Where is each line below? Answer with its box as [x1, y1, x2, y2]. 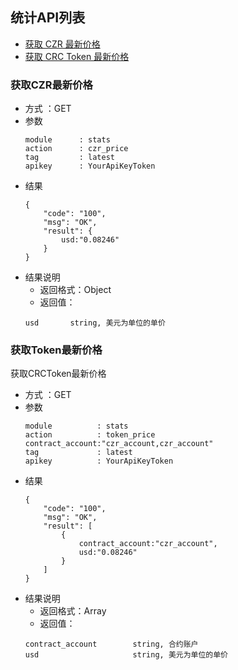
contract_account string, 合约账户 [24, 639, 199, 650]
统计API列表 [10, 9, 86, 27]
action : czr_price [24, 144, 129, 154]
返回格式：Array [39, 605, 107, 617]
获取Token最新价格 [10, 343, 103, 357]
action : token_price [24, 430, 156, 440]
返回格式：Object [39, 284, 112, 296]
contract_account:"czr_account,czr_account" [24, 439, 214, 449]
